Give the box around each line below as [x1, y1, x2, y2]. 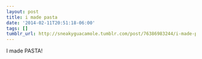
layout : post [6, 8, 39, 15]
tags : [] [6, 25, 28, 32]
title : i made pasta [6, 14, 58, 20]
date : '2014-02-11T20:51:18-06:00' [6, 20, 96, 26]
